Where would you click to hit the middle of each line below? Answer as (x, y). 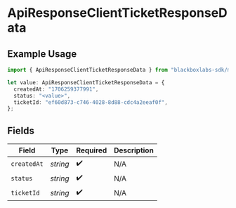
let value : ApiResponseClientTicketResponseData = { (86, 82)
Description (134, 150)
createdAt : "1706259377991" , (56, 89)
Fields (21, 130)
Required (92, 150)
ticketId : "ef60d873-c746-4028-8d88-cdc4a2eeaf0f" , (91, 102)
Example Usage (42, 54)
